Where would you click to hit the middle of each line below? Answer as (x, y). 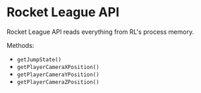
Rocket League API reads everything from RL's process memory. (100, 32)
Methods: (20, 45)
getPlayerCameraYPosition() (58, 75)
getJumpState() (39, 60)
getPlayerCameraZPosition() (58, 82)
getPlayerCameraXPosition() (58, 67)
